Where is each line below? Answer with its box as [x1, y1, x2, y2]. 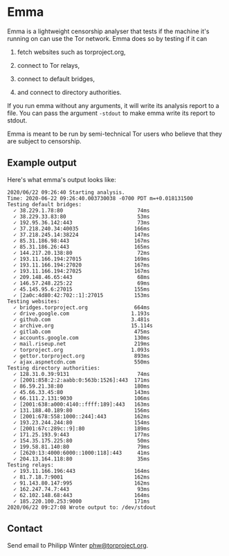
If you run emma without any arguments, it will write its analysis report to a [7, 101, 219, 109]
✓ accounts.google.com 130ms [13, 334, 150, 341]
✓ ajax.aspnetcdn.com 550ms [13, 358, 150, 366]
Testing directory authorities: [7, 364, 100, 371]
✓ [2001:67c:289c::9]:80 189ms [13, 425, 150, 432]
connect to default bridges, [17, 74, 95, 83]
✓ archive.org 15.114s [13, 322, 154, 329]
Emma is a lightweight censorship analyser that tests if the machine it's [7, 27, 210, 35]
